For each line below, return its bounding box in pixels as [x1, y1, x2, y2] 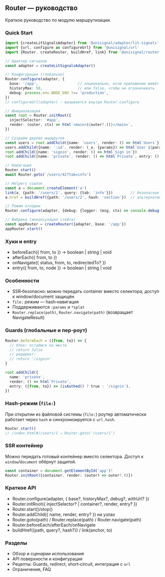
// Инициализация [5, 108, 41, 113]
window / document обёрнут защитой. [5, 459, 76, 465]
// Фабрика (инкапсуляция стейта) [5, 217, 76, 222]
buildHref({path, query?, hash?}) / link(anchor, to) [12, 527, 112, 533]
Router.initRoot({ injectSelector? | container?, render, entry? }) [12, 501, 137, 507]
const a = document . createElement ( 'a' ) [5, 185, 87, 190]
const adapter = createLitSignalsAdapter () [5, 63, 96, 68]
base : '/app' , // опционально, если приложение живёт [9, 81, 160, 86]
